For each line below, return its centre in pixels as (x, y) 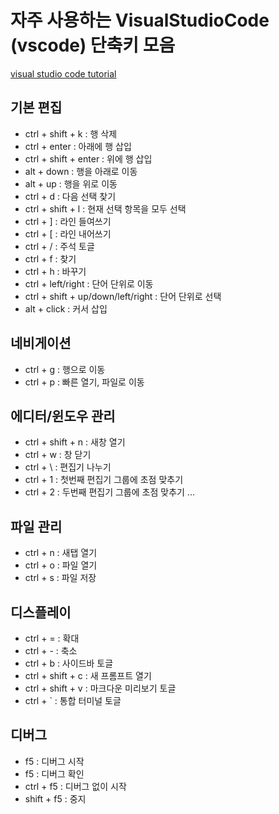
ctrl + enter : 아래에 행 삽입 (78, 146)
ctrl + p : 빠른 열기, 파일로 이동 (84, 382)
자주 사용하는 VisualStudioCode (140, 20)
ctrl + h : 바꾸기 (55, 271)
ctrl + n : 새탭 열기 (61, 553)
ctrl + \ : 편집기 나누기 (68, 467)
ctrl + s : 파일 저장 (60, 578)
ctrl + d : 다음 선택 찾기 (70, 196)
